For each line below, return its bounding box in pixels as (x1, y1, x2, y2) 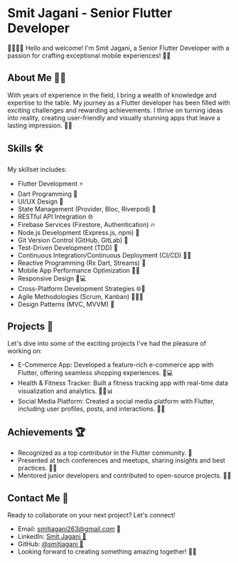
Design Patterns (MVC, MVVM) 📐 (17, 300, 115, 308)
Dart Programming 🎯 (17, 189, 78, 198)
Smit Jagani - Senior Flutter (7, 5, 173, 21)
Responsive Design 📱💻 (17, 274, 87, 283)
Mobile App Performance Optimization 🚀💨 (17, 265, 141, 275)
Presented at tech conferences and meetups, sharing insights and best (17, 456, 226, 465)
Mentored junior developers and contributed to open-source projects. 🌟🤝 (17, 471, 232, 480)
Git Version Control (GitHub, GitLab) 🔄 (17, 236, 129, 244)
